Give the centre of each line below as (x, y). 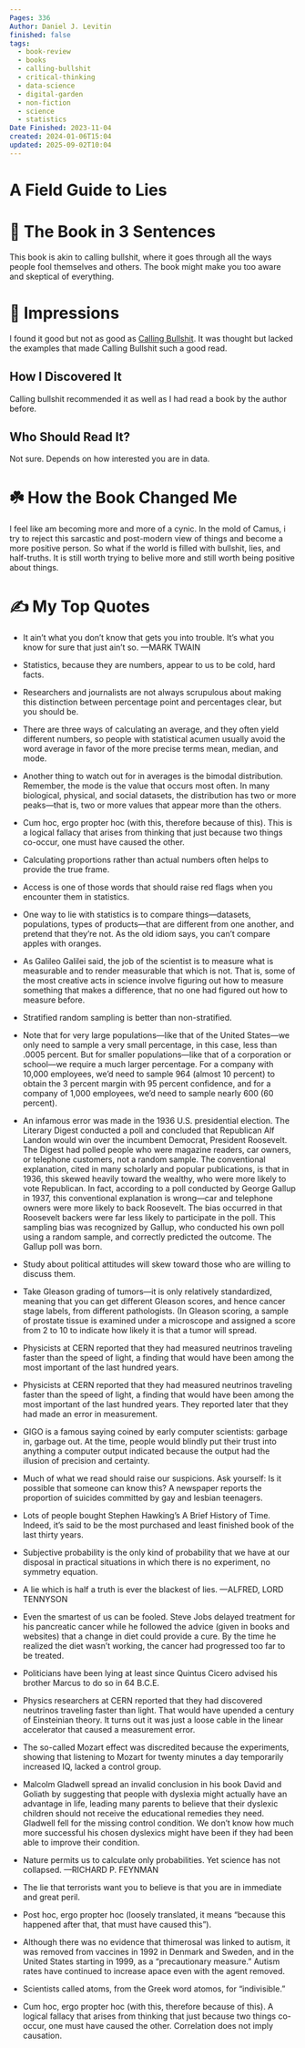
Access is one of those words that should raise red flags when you (147, 887)
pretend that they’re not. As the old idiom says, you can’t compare (146, 934)
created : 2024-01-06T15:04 (61, 137)
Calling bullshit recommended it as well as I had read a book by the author (148, 398)
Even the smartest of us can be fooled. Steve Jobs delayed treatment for (159, 1617)
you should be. (51, 712)
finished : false (40, 35)
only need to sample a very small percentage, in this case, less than (150, 1045)
